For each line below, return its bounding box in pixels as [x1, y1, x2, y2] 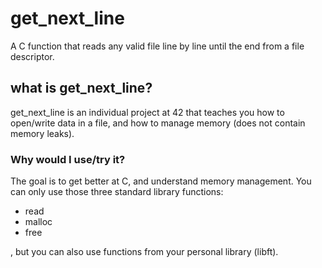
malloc [24, 216, 53, 228]
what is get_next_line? [10, 80, 153, 97]
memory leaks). [10, 127, 75, 139]
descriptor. [10, 50, 55, 62]
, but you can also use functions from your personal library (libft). [10, 246, 279, 258]
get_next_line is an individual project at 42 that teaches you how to [10, 106, 285, 118]
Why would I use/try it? [10, 152, 126, 166]
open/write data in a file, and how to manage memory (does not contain [10, 117, 306, 129]
